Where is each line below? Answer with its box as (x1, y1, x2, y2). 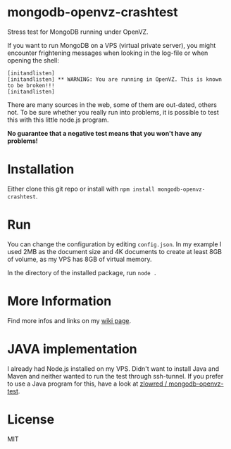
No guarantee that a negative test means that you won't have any (7, 129, 202, 137)
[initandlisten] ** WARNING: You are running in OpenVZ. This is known (7, 75, 222, 83)
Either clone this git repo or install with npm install (7, 184, 155, 193)
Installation (7, 161, 75, 177)
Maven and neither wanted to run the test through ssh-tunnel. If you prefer (7, 372, 224, 380)
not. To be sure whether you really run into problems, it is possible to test (7, 108, 220, 116)
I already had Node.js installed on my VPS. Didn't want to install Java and (7, 364, 220, 373)
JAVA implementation (7, 341, 137, 357)
